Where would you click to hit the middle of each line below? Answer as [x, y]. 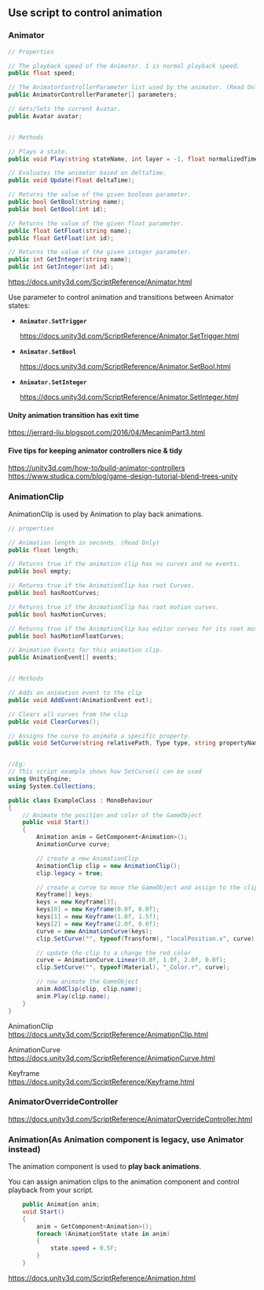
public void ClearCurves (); [54, 722]
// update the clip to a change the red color [114, 953]
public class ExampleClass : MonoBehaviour [81, 800]
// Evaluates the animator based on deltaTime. [88, 173]
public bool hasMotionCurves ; [58, 614]
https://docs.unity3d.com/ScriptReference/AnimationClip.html [108, 1034]
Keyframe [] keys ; [64, 895]
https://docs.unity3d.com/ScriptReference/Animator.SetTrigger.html [129, 336]
